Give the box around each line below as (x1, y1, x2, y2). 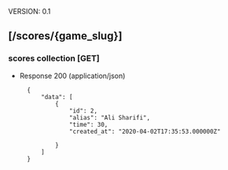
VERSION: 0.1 (8, 7, 51, 16)
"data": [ (40, 93, 73, 101)
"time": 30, (69, 120, 108, 128)
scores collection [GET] (8, 53, 100, 64)
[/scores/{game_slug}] (8, 29, 123, 42)
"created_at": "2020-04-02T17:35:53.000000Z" (69, 128, 221, 135)
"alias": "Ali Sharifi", (69, 113, 151, 121)
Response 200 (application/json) (19, 71, 126, 80)
